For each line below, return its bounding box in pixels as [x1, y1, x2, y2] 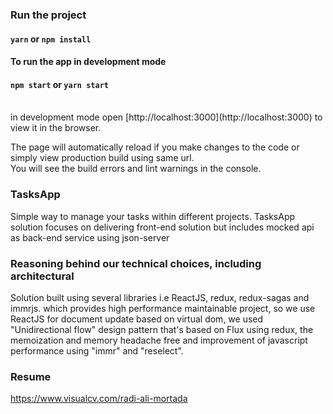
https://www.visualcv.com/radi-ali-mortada [10, 393, 188, 405]
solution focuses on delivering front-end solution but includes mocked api [10, 221, 315, 233]
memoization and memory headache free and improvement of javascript [10, 334, 308, 346]
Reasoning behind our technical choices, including [10, 256, 262, 270]
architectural [10, 269, 75, 283]
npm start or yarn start [10, 78, 109, 90]
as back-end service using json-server [10, 231, 170, 243]
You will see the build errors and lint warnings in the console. [10, 163, 262, 175]
